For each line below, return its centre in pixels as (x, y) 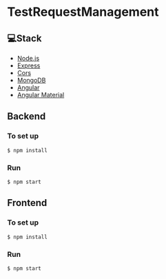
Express (29, 65)
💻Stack (24, 38)
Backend (27, 117)
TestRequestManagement (83, 12)
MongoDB (31, 80)
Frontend (27, 203)
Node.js (28, 58)
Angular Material (41, 95)
